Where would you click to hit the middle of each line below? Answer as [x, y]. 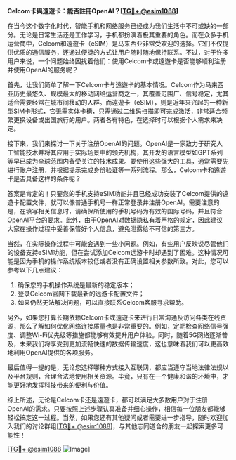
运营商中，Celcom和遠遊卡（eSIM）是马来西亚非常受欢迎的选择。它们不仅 [115, 44]
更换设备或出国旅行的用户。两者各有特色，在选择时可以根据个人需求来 [114, 120]
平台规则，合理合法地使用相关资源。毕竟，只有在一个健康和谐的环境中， [118, 376]
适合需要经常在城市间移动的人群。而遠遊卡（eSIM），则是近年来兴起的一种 [115, 102]
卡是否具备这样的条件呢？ [44, 179]
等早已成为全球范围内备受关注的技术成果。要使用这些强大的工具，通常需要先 [118, 161]
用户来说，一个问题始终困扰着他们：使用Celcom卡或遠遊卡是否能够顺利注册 [117, 61]
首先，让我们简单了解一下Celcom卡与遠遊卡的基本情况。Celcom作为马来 [112, 85]
